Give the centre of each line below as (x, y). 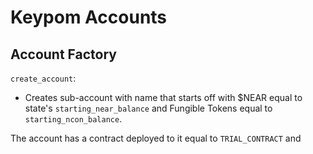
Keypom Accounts (89, 17)
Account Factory (64, 54)
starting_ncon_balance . (73, 119)
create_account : (43, 78)
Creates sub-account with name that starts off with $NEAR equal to (163, 97)
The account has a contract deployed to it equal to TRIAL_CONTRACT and (156, 138)
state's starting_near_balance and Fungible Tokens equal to (148, 108)
